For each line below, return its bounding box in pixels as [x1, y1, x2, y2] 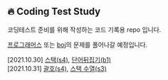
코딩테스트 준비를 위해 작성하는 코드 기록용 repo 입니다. [7, 25, 162, 34]
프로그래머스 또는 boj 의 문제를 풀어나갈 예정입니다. [7, 40, 148, 49]
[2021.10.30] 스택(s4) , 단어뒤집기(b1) [7, 55, 112, 64]
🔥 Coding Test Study [7, 6, 101, 18]
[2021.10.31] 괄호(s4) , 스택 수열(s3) [7, 64, 107, 73]
